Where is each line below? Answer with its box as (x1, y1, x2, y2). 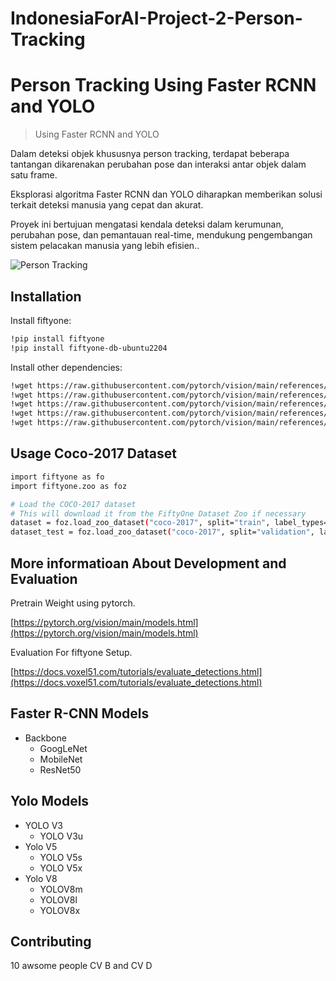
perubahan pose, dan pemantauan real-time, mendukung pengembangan (10, 229, 313, 241)
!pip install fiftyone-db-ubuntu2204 (10, 343, 168, 353)
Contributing (10, 933, 92, 950)
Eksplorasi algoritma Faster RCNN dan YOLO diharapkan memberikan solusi (10, 188, 323, 201)
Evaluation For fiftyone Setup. (10, 646, 133, 658)
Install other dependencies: (10, 361, 123, 373)
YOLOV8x (39, 904, 81, 916)
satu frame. (10, 169, 58, 181)
